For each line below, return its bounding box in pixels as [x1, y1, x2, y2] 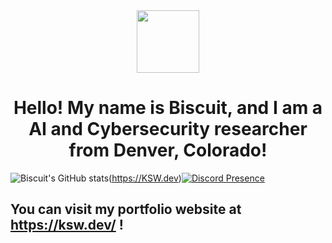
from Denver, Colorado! [68, 139, 268, 162]
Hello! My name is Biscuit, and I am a [13, 97, 323, 119]
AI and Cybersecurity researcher [28, 118, 308, 141]
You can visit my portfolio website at [10, 201, 242, 218]
